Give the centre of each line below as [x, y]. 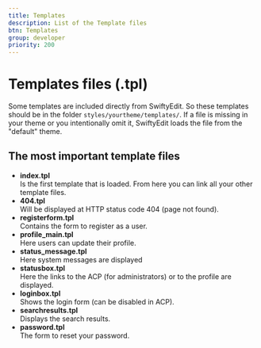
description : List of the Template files [78, 23]
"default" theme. [35, 132]
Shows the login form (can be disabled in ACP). [97, 301]
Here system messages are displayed [81, 259]
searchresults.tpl [49, 310]
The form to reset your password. [75, 335]
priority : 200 [32, 45]
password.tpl [42, 327]
